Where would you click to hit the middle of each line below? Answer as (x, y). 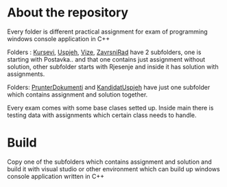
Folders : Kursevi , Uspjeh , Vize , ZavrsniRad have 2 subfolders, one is (104, 52)
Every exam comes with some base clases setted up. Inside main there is (110, 108)
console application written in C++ (56, 176)
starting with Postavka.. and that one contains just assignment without (106, 59)
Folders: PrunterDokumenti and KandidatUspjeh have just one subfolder (109, 87)
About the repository (68, 13)
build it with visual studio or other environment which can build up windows (114, 169)
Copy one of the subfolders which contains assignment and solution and (110, 162)
